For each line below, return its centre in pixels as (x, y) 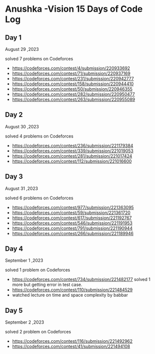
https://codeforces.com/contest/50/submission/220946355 (72, 89)
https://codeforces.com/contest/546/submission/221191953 (72, 223)
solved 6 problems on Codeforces (39, 198)
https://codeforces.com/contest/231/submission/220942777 (73, 79)
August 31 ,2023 (21, 188)
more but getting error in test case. (47, 284)
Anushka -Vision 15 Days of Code (74, 9)
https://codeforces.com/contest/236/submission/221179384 (73, 145)
